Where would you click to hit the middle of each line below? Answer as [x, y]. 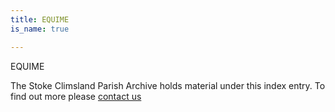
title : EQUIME [40, 19]
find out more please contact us [76, 96]
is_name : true [40, 29]
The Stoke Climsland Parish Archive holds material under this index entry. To [168, 85]
